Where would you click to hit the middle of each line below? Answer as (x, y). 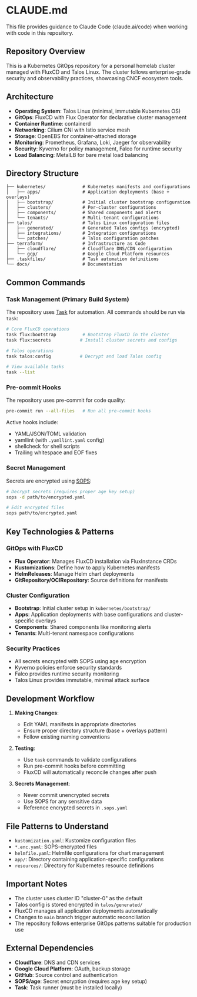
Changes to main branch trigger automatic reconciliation (82, 917)
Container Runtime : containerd (53, 123)
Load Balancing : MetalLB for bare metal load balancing (81, 155)
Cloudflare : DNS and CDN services (58, 962)
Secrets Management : (42, 784)
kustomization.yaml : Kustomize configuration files (75, 841)
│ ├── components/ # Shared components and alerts (84, 213)
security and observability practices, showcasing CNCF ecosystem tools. (95, 78)
